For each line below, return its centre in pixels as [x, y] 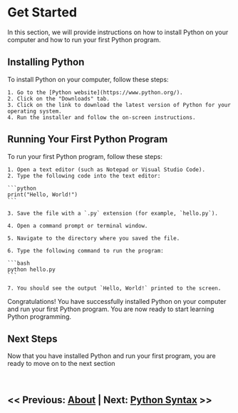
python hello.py [31, 269]
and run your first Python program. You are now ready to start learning [111, 309]
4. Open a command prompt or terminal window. [78, 225]
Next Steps [32, 338]
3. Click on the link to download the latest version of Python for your [119, 105]
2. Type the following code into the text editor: [84, 175]
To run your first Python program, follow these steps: [85, 156]
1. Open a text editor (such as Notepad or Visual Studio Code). [106, 169]
